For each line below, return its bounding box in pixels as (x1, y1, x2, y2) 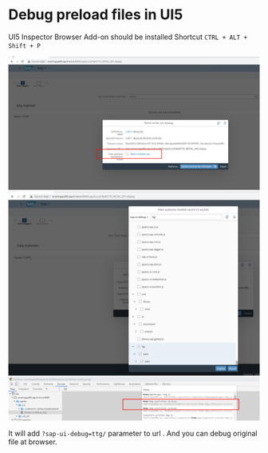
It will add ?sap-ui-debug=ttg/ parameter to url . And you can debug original (8, 429, 258, 439)
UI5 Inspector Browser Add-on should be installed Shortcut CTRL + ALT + (8, 32, 248, 42)
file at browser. (8, 437, 57, 447)
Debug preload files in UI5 (8, 6, 183, 24)
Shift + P (8, 42, 41, 50)
